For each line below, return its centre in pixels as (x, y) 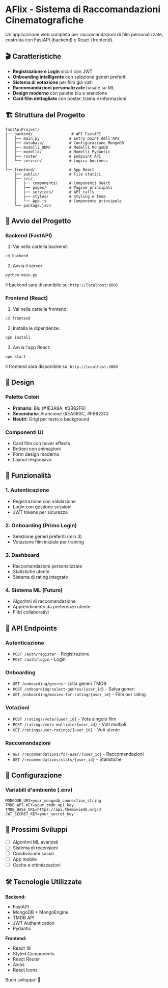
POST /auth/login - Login (39, 659)
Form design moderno (36, 454)
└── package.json (33, 205)
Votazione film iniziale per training (48, 541)
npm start (16, 357)
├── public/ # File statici (58, 174)
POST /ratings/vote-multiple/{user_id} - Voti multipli (69, 724)
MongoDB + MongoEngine (40, 912)
